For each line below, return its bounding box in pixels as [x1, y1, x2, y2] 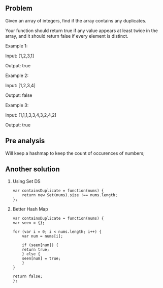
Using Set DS [12, 178, 41, 185]
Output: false [5, 92, 32, 98]
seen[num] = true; [22, 256, 61, 261]
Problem [5, 4, 33, 13]
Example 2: [5, 72, 29, 78]
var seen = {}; [12, 220, 45, 226]
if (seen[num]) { [22, 243, 58, 248]
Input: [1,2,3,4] [5, 82, 36, 88]
